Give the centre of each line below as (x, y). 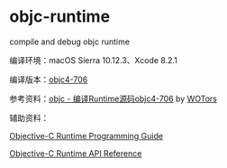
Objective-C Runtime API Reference (76, 153)
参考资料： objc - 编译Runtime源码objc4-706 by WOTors (113, 98)
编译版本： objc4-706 (49, 79)
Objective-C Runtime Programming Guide (86, 135)
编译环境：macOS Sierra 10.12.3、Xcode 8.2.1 (94, 60)
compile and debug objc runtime (70, 42)
